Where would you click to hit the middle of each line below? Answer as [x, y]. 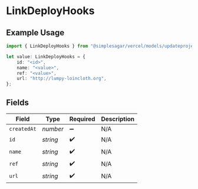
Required [82, 119]
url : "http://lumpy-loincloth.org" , [62, 79]
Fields [18, 102]
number [53, 129]
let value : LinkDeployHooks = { [46, 57]
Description [118, 119]
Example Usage [35, 33]
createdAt [23, 129]
